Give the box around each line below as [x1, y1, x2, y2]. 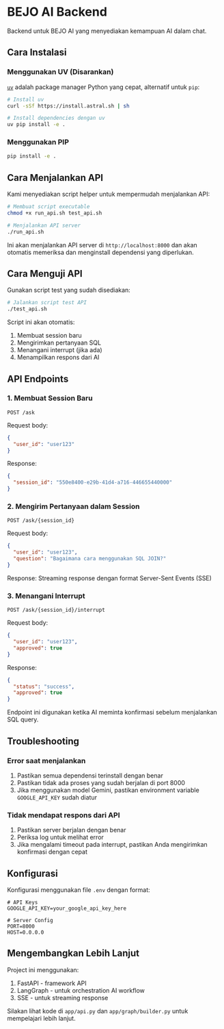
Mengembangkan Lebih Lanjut [7, 947, 140, 959]
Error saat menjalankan [7, 756, 86, 765]
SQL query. [7, 715, 39, 723]
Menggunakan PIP [7, 138, 70, 147]
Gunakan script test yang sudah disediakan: [7, 286, 131, 295]
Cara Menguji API [7, 268, 83, 280]
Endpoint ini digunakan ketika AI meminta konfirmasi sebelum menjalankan [7, 708, 217, 717]
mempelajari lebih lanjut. [7, 1014, 76, 1022]
